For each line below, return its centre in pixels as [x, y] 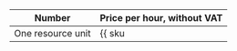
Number [52, 18]
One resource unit [52, 33]
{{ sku [112, 33]
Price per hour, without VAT [161, 18]
